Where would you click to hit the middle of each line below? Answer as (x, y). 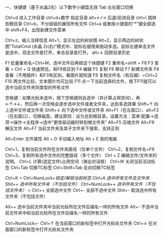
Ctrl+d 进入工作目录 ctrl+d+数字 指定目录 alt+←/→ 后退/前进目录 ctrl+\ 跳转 (81, 18)
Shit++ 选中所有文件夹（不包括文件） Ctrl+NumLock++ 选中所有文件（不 (78, 184)
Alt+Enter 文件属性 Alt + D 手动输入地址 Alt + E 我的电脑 (61, 139)
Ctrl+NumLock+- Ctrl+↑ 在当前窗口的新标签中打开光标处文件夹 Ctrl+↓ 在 (79, 223)
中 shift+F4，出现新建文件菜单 (35, 30)
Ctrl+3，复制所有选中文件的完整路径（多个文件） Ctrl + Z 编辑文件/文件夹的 (81, 155)
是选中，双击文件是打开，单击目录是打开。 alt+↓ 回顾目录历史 (68, 52)
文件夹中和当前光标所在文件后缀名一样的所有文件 (59, 213)
